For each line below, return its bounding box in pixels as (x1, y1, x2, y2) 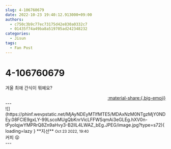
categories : (5, 31, 31, 36)
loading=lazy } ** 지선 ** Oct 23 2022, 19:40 (5, 128, 89, 134)
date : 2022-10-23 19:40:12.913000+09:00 (5, 12, 93, 17)
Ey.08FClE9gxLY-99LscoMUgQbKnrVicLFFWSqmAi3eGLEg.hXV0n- (5, 116, 148, 123)
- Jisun (10, 36, 26, 41)
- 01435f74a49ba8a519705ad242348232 (10, 26, 88, 32)
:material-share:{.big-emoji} (107, 95, 166, 101)
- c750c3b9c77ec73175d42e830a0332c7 (10, 21, 88, 27)
